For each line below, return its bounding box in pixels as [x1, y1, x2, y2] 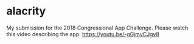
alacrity [6, 4, 46, 18]
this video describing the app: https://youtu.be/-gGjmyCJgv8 [6, 30, 160, 37]
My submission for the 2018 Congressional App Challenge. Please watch [6, 24, 189, 31]
